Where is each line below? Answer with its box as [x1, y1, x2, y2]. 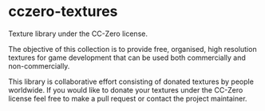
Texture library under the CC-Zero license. [8, 29, 148, 38]
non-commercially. [8, 61, 70, 70]
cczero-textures [8, 2, 118, 21]
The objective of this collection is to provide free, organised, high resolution [8, 44, 257, 54]
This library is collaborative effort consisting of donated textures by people [8, 77, 254, 86]
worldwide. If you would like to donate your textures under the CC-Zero [8, 85, 243, 94]
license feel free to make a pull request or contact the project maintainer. [8, 93, 247, 103]
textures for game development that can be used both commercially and [8, 53, 246, 62]
